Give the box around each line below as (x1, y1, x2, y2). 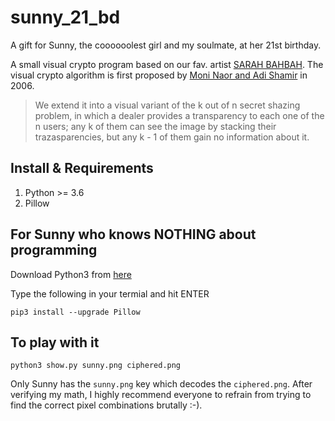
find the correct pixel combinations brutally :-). (10, 399, 203, 411)
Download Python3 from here (10, 268, 132, 280)
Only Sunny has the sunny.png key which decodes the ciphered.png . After (10, 378, 313, 390)
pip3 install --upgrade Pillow (10, 307, 141, 317)
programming (10, 242, 98, 259)
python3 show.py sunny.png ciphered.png (10, 361, 182, 371)
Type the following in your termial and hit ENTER (10, 287, 210, 300)
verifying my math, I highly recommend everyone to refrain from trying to (10, 389, 312, 401)
